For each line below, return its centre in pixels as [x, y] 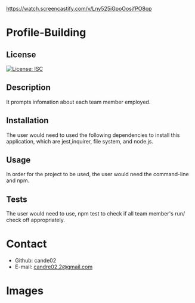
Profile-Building [46, 33]
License [21, 54]
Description [28, 88]
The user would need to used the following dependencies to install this [93, 135]
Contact [27, 244]
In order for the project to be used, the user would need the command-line [97, 174]
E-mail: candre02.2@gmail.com [54, 267]
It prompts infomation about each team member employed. [78, 102]
